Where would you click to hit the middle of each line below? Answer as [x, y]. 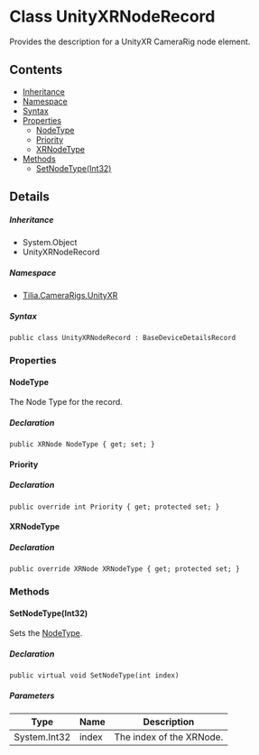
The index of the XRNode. [169, 737]
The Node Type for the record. [66, 402]
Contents [36, 70]
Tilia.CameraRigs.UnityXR [70, 296]
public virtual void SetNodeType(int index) [94, 676]
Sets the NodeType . [46, 633]
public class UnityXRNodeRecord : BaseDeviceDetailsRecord [123, 338]
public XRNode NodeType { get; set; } [82, 445]
